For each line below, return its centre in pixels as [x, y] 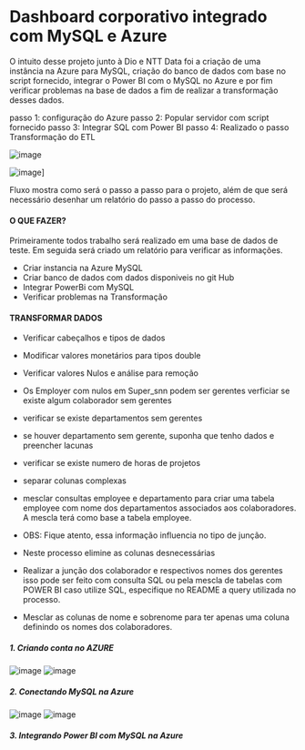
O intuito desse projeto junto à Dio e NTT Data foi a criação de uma [135, 61]
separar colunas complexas [75, 481]
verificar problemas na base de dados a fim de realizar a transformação [144, 90]
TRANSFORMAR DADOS [56, 318]
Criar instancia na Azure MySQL [82, 268]
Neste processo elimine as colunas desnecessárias [119, 553]
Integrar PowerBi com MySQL [78, 288]
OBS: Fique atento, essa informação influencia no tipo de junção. [144, 535]
